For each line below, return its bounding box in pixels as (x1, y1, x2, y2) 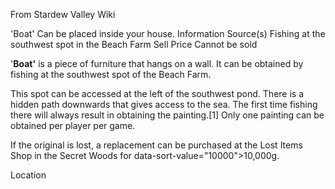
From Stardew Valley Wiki (10, 9, 116, 20)
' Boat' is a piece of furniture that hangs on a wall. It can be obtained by (10, 58, 304, 69)
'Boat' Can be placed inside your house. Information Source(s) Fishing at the (10, 28, 326, 39)
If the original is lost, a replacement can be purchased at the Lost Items (10, 139, 303, 151)
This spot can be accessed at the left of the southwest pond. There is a (10, 88, 305, 99)
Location (10, 169, 47, 181)
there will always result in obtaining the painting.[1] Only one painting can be (10, 109, 325, 121)
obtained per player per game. (10, 120, 136, 131)
